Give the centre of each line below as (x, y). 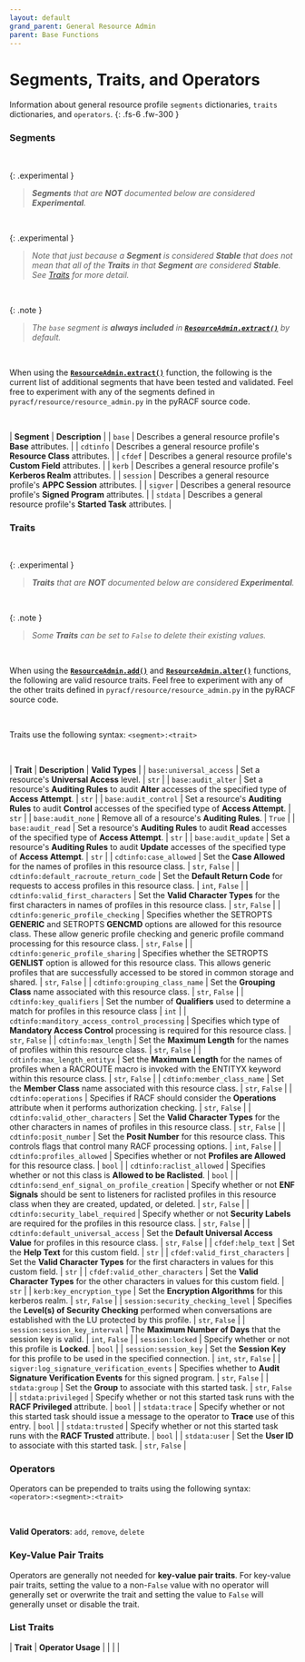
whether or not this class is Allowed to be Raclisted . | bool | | (124, 1175)
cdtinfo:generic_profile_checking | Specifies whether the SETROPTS (141, 915)
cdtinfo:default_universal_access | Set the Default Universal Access (141, 1232)
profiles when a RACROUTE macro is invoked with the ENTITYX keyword (145, 1069)
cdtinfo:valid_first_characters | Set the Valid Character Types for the (145, 895)
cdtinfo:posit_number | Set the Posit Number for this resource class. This (148, 1136)
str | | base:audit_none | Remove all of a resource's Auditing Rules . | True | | (152, 817)
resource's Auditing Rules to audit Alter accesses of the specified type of (148, 789)
